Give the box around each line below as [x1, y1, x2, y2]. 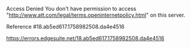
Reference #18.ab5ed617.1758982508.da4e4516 [6, 23, 125, 30]
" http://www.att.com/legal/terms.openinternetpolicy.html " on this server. [6, 11, 186, 19]
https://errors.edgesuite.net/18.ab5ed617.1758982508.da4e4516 [6, 35, 165, 41]
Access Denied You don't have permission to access [6, 5, 136, 12]
